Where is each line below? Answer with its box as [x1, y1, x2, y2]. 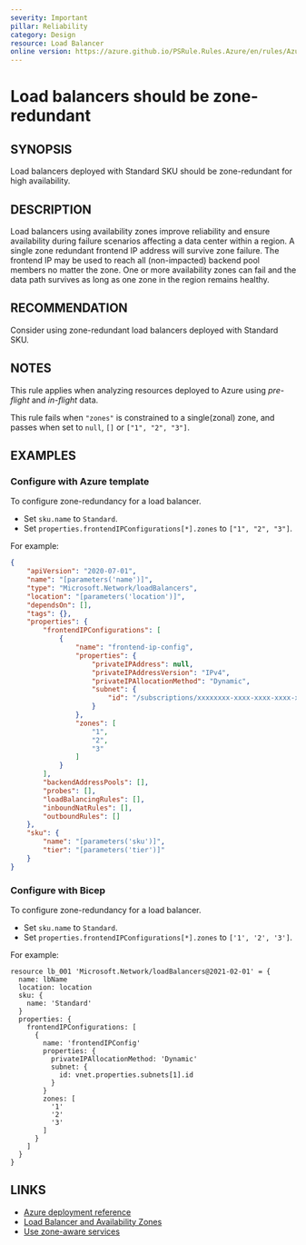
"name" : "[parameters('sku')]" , [43, 837, 166, 846]
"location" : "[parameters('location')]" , [26, 592, 185, 601]
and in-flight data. [31, 394, 99, 405]
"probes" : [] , [43, 786, 96, 795]
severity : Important [10, 13, 89, 23]
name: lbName [18, 974, 68, 984]
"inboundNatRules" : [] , [43, 803, 133, 812]
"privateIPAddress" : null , [91, 660, 194, 669]
